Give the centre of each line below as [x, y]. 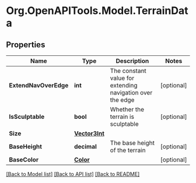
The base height [132, 143]
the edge [122, 100]
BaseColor [24, 160]
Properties [26, 45]
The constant [128, 71]
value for [122, 78]
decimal [85, 147]
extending [124, 85]
